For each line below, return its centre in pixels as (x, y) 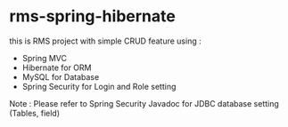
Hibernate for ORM (57, 67)
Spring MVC (45, 58)
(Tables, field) (35, 113)
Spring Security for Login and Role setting (99, 86)
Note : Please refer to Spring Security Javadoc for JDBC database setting (144, 103)
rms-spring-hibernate (92, 16)
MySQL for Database (61, 76)
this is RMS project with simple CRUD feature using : (106, 41)
